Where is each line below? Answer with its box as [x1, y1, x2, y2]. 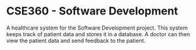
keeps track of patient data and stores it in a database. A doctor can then [6, 30, 191, 37]
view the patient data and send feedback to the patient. [6, 37, 146, 44]
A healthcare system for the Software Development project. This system [6, 24, 188, 31]
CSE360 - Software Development [6, 4, 178, 18]
